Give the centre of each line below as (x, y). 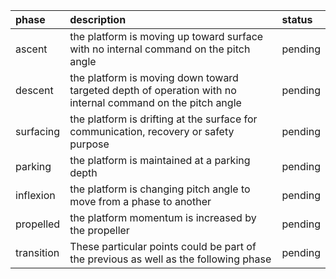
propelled (38, 224)
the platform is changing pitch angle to (160, 189)
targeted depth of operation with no (153, 90)
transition (37, 252)
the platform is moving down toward (154, 77)
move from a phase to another (140, 201)
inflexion (35, 195)
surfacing (38, 131)
